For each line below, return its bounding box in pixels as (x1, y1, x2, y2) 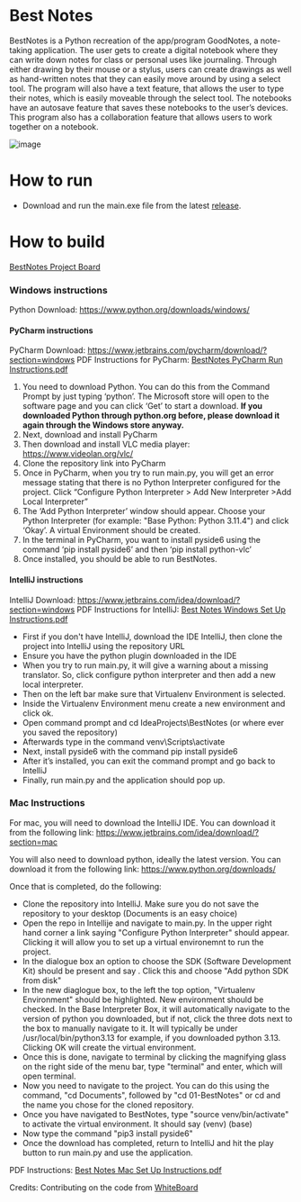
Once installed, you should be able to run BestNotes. (22, 554, 217, 565)
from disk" (22, 974, 62, 986)
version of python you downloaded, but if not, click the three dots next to (22, 1013, 294, 1024)
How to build (9, 231, 105, 252)
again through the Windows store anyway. (22, 420, 184, 430)
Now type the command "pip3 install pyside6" (22, 1127, 193, 1139)
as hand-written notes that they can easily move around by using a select (9, 73, 281, 84)
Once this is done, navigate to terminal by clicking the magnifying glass (22, 1051, 287, 1062)
